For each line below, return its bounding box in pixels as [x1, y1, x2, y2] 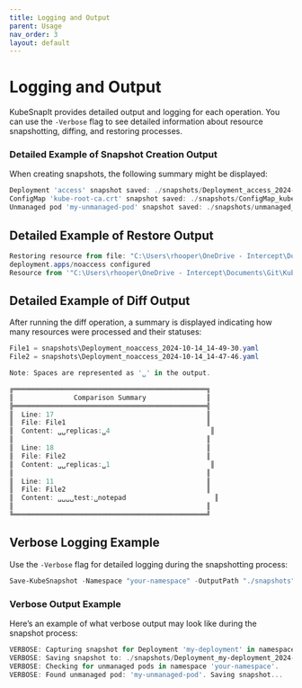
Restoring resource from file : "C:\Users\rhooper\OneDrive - [9, 251, 244, 261]
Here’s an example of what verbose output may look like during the [9, 618, 258, 629]
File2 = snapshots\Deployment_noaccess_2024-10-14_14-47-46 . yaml [9, 353, 259, 362]
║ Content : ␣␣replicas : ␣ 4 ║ [9, 426, 216, 436]
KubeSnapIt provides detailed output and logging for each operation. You [9, 107, 280, 118]
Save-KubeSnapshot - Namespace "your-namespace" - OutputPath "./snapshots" [9, 576, 296, 585]
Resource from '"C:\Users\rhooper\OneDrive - [9, 268, 182, 277]
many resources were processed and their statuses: [9, 326, 202, 337]
